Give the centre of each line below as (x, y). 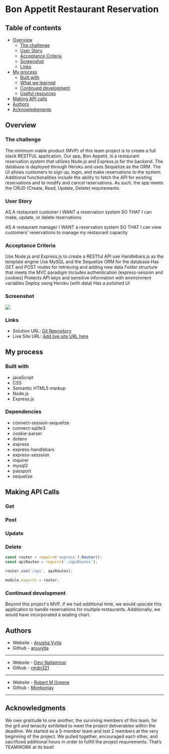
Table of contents (33, 28)
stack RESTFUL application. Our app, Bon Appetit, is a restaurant (72, 156)
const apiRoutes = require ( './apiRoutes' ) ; (52, 562)
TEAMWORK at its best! (30, 747)
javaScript (23, 377)
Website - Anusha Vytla (37, 642)
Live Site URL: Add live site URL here (51, 336)
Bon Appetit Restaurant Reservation (82, 9)
